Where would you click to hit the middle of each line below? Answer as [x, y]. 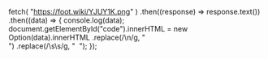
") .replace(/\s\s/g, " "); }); [53, 46]
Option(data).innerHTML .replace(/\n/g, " [77, 37]
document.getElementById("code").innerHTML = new [98, 29]
